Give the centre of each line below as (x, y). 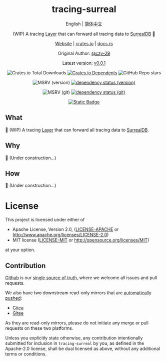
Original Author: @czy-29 (84, 53)
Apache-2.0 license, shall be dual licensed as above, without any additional (82, 349)
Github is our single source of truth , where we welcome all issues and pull (81, 278)
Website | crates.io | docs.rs (84, 43)
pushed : (14, 298)
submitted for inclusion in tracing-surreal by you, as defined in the (75, 343)
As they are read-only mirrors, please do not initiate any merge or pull (77, 323)
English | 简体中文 (84, 24)
